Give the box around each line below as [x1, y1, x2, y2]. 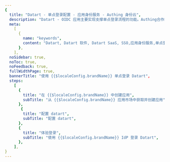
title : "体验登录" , [23, 130, 61, 135]
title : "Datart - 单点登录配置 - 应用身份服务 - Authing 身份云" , [9, 12, 141, 17]
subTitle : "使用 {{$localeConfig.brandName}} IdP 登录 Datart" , [23, 135, 159, 140]
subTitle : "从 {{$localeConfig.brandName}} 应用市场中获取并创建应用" [23, 97, 165, 102]
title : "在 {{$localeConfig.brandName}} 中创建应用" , [23, 92, 134, 98]
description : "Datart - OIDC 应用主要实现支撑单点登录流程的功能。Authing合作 [9, 17, 164, 22]
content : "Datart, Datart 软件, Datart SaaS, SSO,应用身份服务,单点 [23, 41, 163, 46]
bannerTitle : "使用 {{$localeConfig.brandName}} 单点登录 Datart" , [9, 74, 150, 79]
